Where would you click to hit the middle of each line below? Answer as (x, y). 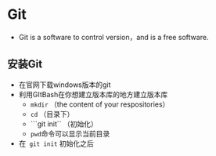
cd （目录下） (52, 114)
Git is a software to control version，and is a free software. (113, 37)
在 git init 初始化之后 (56, 143)
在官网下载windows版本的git (65, 85)
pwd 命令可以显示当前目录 (70, 133)
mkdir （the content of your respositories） (100, 104)
